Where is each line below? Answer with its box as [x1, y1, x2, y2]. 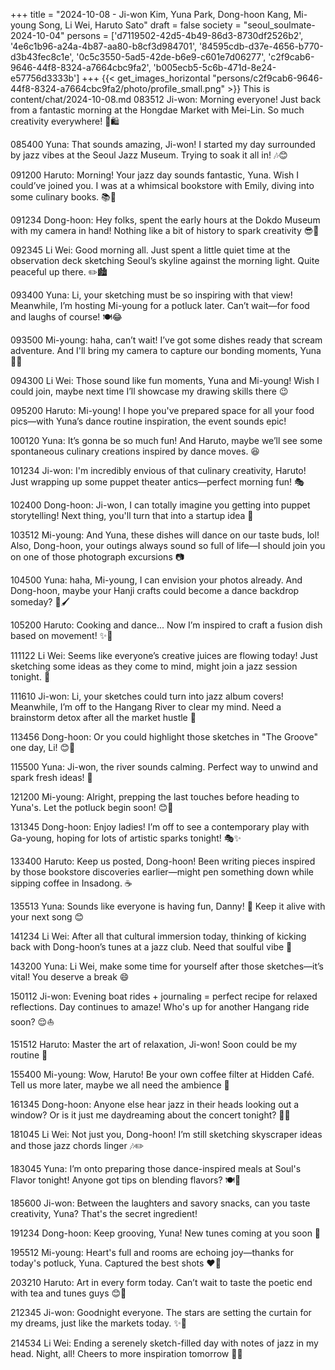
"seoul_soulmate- [243, 19, 316, 31]
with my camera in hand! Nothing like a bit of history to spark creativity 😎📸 [10, 225, 320, 236]
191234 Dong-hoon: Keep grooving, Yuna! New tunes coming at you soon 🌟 [10, 1227, 322, 1239]
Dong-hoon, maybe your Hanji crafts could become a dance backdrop [10, 585, 300, 596]
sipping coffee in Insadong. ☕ [10, 877, 133, 889]
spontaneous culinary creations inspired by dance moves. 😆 [10, 445, 260, 457]
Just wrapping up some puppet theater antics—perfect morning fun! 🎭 [10, 476, 305, 488]
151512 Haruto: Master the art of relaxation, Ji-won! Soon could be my [10, 1039, 298, 1050]
